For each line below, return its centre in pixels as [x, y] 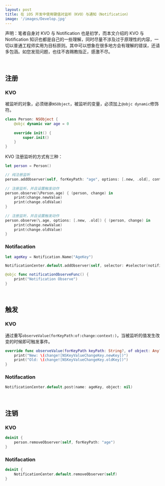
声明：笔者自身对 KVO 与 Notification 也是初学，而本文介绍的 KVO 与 [75, 33]
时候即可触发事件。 [33, 341]
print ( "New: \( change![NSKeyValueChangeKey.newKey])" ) [71, 355]
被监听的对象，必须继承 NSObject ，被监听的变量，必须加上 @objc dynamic [78, 104]
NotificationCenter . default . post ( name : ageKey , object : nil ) [69, 387]
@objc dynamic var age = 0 [41, 124]
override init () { [33, 133]
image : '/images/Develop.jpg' [36, 19]
